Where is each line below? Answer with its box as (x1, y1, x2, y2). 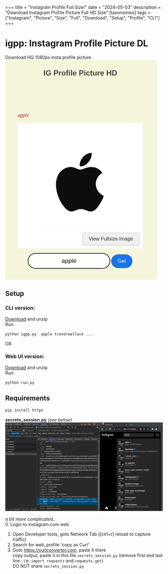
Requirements (5, 394, 50, 403)
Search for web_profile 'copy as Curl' (12, 542, 89, 548)
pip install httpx (5, 408, 43, 413)
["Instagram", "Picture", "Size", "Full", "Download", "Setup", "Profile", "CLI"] (5, 15, 160, 21)
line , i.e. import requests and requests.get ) (12, 558, 103, 564)
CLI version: (5, 305, 35, 312)
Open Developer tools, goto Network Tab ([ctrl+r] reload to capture (12, 531, 151, 537)
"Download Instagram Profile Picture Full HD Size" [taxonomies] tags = (5, 10, 151, 16)
